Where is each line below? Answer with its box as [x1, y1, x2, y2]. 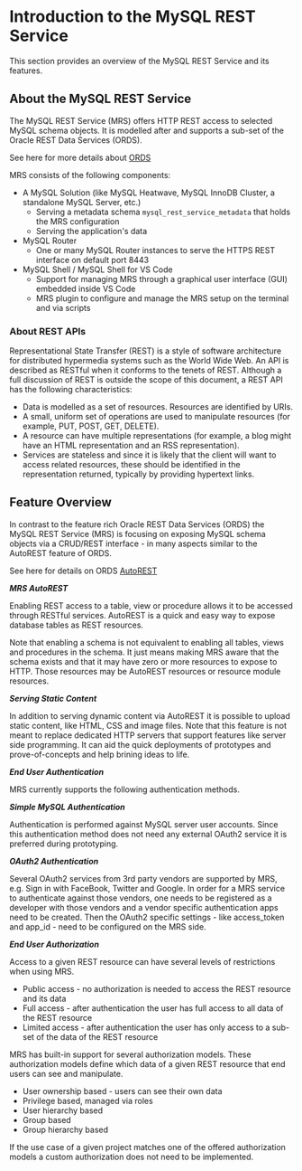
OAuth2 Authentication [9, 855, 99, 866]
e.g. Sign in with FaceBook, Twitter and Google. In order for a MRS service [9, 883, 286, 893]
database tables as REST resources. [9, 619, 144, 630]
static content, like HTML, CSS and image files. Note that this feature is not [9, 720, 287, 731]
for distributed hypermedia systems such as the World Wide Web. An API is [9, 355, 289, 366]
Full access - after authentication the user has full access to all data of [22, 1002, 284, 1014]
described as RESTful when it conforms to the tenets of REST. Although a [9, 364, 282, 376]
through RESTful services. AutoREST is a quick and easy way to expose [9, 609, 276, 620]
